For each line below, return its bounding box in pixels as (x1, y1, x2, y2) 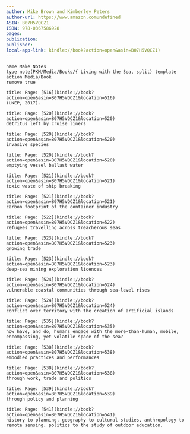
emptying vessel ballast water (6, 162, 84, 168)
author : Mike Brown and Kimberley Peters (6, 8, 110, 15)
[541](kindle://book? (40, 406, 94, 413)
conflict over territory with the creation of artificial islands (6, 308, 174, 313)
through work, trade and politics (6, 375, 92, 381)
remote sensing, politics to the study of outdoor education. (6, 422, 163, 428)
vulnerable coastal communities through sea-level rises (6, 287, 150, 293)
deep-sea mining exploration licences (6, 266, 102, 272)
